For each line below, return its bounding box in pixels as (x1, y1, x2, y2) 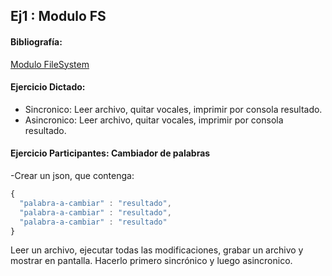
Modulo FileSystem (10, 58, 90, 70)
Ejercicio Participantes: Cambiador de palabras (10, 147, 211, 159)
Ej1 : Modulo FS (10, 8, 107, 25)
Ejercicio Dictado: (10, 81, 86, 93)
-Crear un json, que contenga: (10, 170, 135, 181)
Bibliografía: (10, 35, 63, 48)
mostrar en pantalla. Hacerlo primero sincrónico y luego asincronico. (10, 255, 293, 267)
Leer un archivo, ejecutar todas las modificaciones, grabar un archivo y (10, 244, 304, 256)
